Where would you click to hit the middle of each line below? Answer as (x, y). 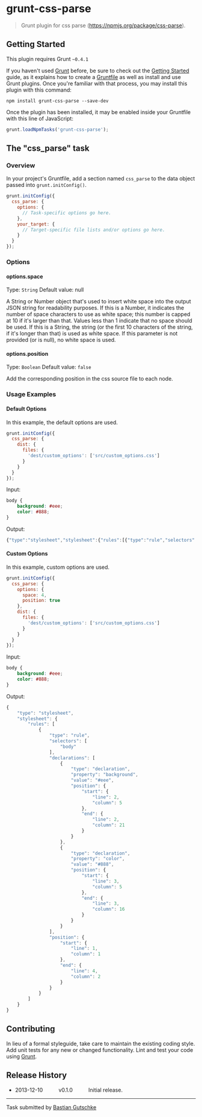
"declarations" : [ (72, 758)
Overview (21, 165)
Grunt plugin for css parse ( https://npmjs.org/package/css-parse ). (103, 25)
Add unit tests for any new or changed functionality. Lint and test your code (100, 1050)
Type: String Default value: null (45, 290)
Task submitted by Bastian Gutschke (51, 1107)
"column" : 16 (109, 910)
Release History (37, 1075)
